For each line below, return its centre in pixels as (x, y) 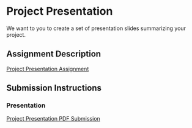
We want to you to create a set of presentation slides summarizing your (96, 28)
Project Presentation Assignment (48, 69)
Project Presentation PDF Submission (54, 119)
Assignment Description (54, 54)
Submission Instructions (54, 88)
